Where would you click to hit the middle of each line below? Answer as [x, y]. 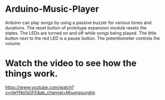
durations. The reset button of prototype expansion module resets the [76, 27]
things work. [32, 74]
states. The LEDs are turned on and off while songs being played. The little [81, 33]
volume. [13, 43]
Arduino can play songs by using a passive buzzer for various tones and [78, 23]
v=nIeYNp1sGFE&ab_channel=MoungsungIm [50, 92]
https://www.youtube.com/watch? [40, 87]
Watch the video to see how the [71, 63]
